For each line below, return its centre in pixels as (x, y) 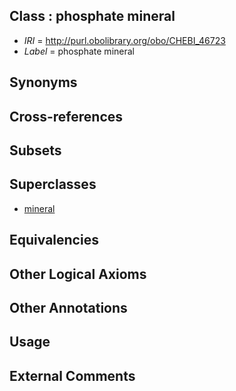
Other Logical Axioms (78, 274)
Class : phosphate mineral (92, 16)
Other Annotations (68, 307)
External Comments (72, 375)
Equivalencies (54, 240)
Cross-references (66, 116)
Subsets (35, 150)
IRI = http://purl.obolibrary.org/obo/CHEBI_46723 (124, 40)
